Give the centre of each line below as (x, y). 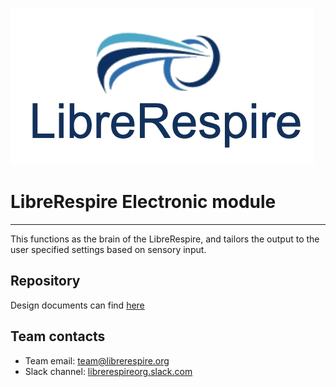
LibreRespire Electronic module (143, 202)
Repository (45, 281)
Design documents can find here (77, 305)
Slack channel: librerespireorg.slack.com (108, 371)
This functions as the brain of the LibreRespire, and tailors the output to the (165, 239)
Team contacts (58, 336)
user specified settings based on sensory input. (108, 249)
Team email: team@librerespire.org (97, 360)
